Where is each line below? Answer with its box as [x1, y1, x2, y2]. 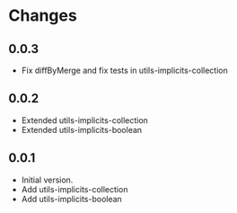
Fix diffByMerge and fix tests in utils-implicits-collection [21, 65, 228, 75]
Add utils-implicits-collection [21, 183, 128, 194]
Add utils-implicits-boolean [21, 193, 122, 204]
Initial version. [21, 174, 74, 185]
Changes [8, 5, 77, 26]
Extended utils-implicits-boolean [21, 124, 143, 135]
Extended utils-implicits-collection [21, 114, 149, 126]
